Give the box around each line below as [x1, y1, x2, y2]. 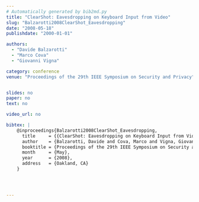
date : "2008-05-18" [6, 25, 54, 31]
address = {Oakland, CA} [21, 161, 89, 167]
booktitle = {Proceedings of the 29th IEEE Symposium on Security [21, 144, 190, 150]
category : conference [6, 69, 60, 74]
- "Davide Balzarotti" [11, 47, 68, 53]
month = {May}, [21, 149, 70, 155]
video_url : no [6, 112, 41, 118]
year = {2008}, [21, 155, 73, 161]
